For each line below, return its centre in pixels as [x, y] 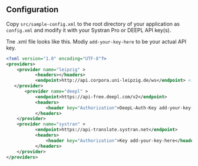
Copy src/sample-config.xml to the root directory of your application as [93, 24]
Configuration [32, 10]
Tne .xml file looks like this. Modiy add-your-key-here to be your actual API [96, 41]
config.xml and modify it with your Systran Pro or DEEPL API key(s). [89, 30]
